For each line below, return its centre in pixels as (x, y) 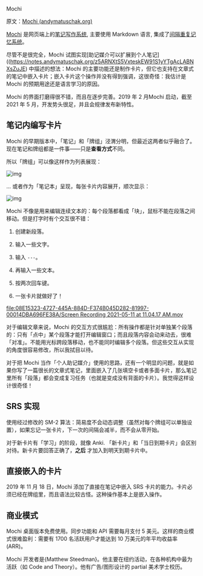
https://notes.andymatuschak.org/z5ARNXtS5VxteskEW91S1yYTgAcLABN (102, 61)
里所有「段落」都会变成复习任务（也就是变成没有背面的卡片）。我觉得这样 (98, 378)
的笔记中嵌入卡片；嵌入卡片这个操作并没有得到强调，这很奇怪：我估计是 (96, 76)
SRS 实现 (23, 406)
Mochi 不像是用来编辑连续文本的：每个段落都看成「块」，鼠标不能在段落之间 (101, 211)
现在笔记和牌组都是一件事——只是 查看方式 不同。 (67, 149)
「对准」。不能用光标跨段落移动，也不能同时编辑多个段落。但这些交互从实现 (100, 342)
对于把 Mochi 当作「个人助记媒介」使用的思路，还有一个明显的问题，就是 (98, 362)
